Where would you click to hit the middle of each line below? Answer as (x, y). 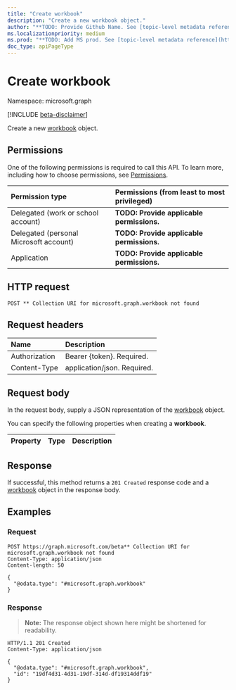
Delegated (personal (45, 233)
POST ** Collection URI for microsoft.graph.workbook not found (103, 303)
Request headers (46, 325)
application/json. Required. (109, 368)
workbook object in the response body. (64, 490)
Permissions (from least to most (170, 192)
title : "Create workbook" (45, 14)
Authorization (33, 356)
